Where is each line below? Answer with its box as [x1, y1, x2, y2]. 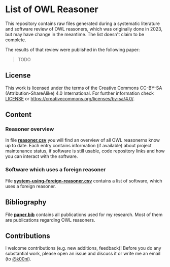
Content [5, 111, 32, 119]
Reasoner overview [5, 126, 54, 133]
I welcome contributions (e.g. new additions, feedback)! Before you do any [5, 245, 161, 251]
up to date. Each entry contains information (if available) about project [5, 143, 152, 149]
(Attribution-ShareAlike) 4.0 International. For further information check [5, 90, 154, 96]
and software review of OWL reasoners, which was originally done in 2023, [5, 25, 162, 32]
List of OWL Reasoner [5, 4, 98, 15]
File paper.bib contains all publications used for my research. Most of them [5, 211, 163, 218]
